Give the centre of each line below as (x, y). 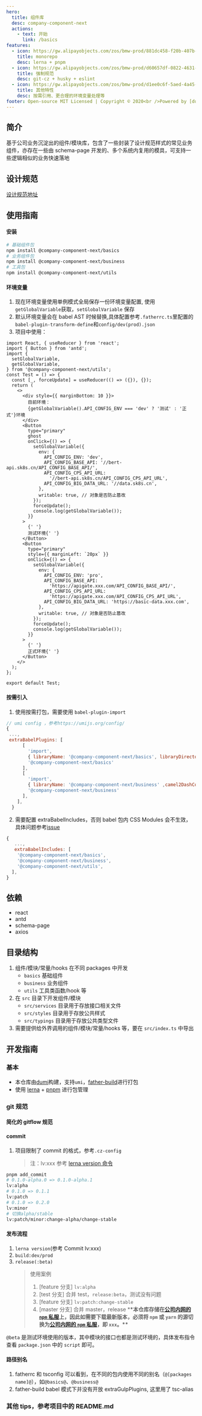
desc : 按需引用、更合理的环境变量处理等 (61, 96)
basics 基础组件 (43, 976)
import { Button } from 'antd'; (47, 349)
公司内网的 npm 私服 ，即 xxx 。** (89, 1324)
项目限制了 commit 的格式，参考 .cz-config (68, 1150)
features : (19, 46)
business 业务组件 (46, 983)
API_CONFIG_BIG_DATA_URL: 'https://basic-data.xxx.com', (117, 602)
